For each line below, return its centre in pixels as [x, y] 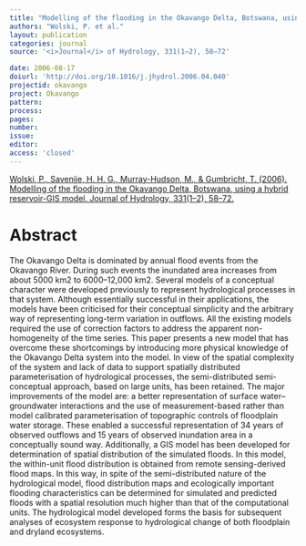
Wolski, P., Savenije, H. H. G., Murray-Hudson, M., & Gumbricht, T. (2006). [148, 179]
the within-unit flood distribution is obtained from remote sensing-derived [148, 464]
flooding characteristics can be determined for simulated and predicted [143, 492]
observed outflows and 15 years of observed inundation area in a [131, 435]
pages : [22, 119]
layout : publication [49, 35]
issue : [22, 136]
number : [24, 128]
